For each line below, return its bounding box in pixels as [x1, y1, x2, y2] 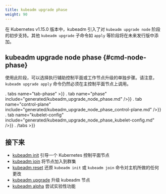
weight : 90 [5, 12, 28, 17]
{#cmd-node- [103, 53, 147, 62]
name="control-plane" [5, 101, 51, 107]
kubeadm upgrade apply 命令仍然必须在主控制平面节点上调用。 [5, 81, 131, 87]
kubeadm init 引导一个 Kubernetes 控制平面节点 [12, 152, 110, 158]
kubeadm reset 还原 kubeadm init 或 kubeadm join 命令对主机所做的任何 [12, 165, 160, 171]
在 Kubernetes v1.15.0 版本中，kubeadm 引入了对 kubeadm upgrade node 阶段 [5, 26, 161, 32]
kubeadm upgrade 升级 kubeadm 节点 [12, 177, 90, 183]
